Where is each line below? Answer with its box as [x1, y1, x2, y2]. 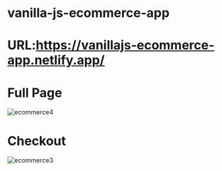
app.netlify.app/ [7, 52, 105, 69]
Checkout [7, 133, 66, 149]
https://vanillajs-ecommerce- [35, 37, 215, 54]
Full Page [7, 85, 62, 100]
